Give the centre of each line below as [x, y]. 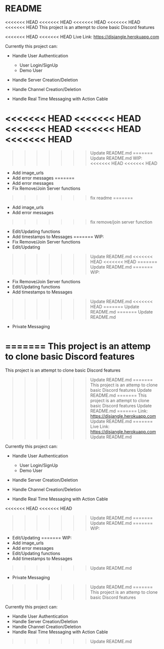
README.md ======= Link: [119, 411]
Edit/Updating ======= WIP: [42, 537]
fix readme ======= [112, 198]
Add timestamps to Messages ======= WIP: [58, 236]
